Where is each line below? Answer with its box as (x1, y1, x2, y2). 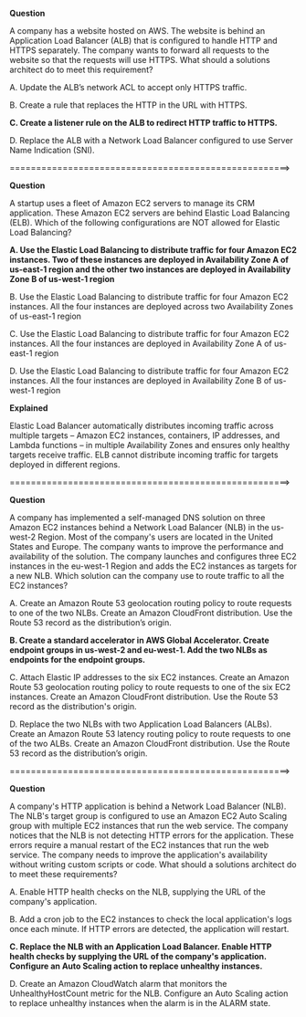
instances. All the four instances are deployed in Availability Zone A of (9, 338, 272, 349)
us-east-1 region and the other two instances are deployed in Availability (9, 264, 291, 275)
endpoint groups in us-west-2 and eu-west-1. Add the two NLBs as (9, 645, 268, 655)
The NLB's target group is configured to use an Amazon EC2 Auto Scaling (9, 811, 288, 821)
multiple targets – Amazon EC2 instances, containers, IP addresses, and (9, 430, 280, 441)
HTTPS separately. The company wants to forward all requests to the (9, 45, 269, 56)
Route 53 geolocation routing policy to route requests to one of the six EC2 (9, 682, 291, 692)
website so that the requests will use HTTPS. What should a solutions (9, 55, 271, 65)
